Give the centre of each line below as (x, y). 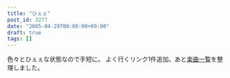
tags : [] (20, 39)
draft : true (24, 32)
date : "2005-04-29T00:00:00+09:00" (58, 26)
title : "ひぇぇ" (29, 13)
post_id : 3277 (28, 20)
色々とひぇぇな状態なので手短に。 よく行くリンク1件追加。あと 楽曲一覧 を (112, 60)
